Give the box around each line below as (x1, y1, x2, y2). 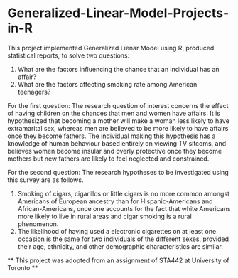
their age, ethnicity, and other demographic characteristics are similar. (17, 242, 224, 250)
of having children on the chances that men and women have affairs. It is (7, 109, 220, 117)
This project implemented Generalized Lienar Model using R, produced (7, 43, 215, 52)
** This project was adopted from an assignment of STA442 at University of (7, 256, 229, 264)
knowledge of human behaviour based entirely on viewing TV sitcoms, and (7, 139, 227, 147)
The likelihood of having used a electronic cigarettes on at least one (17, 227, 217, 235)
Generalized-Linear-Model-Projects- (7, 5, 229, 21)
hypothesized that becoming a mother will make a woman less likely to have (7, 116, 229, 125)
